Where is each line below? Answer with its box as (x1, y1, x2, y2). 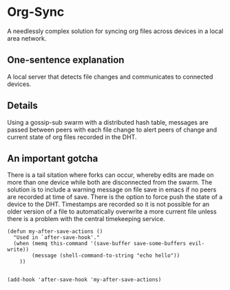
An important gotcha (7, 152, 98, 164)
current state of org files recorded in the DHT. (7, 132, 137, 141)
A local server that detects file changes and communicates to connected (7, 72, 213, 81)
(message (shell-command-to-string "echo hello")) (32, 252, 180, 259)
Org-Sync (7, 4, 65, 20)
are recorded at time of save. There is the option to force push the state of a (7, 193, 223, 201)
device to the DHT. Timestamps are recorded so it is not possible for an (7, 200, 210, 209)
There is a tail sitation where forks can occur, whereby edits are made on (7, 171, 214, 179)
